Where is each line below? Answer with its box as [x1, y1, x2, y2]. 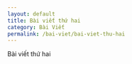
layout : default [7, 10, 55, 18]
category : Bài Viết [7, 23, 65, 31]
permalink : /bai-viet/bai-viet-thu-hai [7, 30, 126, 38]
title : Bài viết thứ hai [7, 17, 81, 24]
